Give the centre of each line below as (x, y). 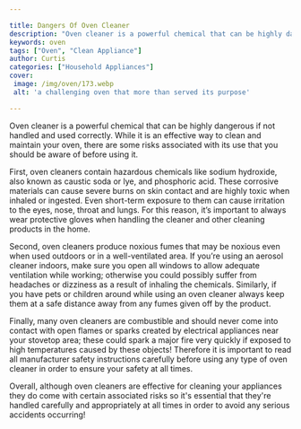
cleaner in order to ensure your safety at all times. (101, 368)
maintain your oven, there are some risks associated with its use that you (144, 144)
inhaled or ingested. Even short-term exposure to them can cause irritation (147, 200)
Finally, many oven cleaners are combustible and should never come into (144, 320)
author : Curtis (38, 59)
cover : (21, 76)
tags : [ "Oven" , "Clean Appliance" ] (76, 50)
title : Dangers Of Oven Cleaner (69, 25)
